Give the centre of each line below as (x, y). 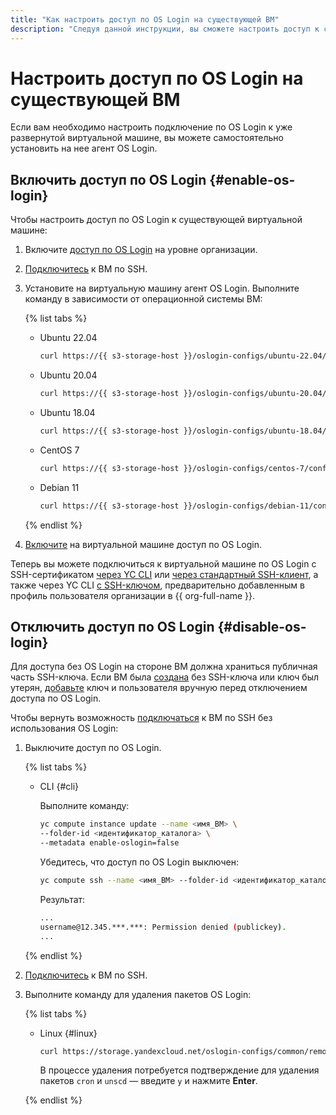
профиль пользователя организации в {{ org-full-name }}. (133, 595)
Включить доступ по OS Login (108, 179)
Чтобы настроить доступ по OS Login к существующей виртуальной (156, 220)
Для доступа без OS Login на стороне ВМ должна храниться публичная (164, 667)
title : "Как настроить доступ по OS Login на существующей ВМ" (145, 19)
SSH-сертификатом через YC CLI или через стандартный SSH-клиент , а (164, 574)
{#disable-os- (262, 627)
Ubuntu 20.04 (68, 375)
